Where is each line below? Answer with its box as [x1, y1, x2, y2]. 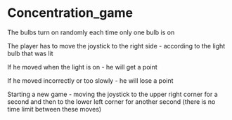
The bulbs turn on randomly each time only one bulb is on [7, 28, 175, 36]
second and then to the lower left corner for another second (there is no [7, 97, 216, 106]
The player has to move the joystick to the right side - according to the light [7, 41, 226, 50]
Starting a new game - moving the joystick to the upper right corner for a [7, 90, 218, 98]
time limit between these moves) [7, 105, 102, 113]
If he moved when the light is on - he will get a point [7, 62, 158, 71]
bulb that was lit [7, 49, 53, 58]
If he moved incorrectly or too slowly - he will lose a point [7, 76, 174, 85]
